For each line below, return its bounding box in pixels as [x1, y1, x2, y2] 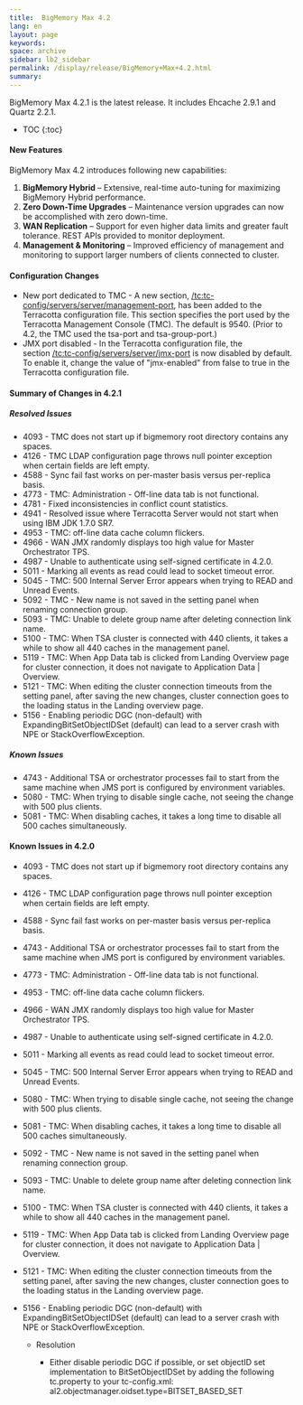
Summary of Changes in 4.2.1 [9, 388, 122, 398]
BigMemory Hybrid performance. [22, 192, 146, 202]
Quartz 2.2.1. [9, 106, 57, 117]
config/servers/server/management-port [22, 300, 174, 311]
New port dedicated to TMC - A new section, [22, 290, 189, 301]
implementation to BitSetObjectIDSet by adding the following [49, 1366, 275, 1377]
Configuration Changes [9, 270, 99, 281]
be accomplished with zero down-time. [22, 211, 169, 221]
